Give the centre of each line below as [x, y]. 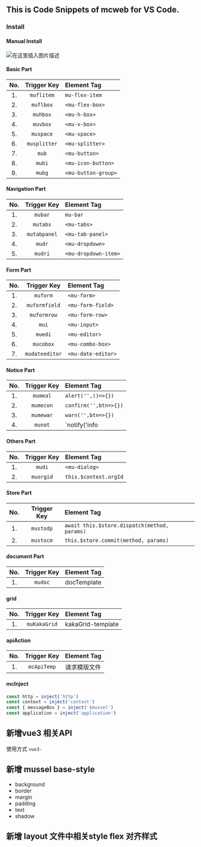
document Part [25, 556]
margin [24, 797]
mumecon [42, 406]
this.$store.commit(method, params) [117, 540]
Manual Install [24, 41]
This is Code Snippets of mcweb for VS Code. [93, 10]
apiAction [19, 640]
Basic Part [19, 69]
